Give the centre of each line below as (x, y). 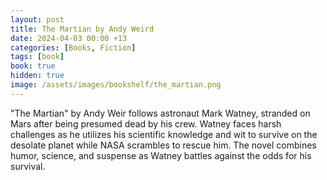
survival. (28, 166)
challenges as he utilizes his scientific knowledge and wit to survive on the (164, 134)
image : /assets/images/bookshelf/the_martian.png (116, 85)
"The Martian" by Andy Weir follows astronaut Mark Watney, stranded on (160, 113)
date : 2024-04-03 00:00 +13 (69, 38)
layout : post (37, 19)
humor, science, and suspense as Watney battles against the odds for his (161, 155)
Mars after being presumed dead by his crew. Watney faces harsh (146, 123)
